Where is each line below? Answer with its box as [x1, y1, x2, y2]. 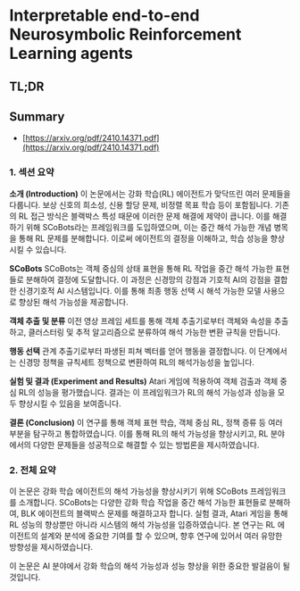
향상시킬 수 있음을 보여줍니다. [18, 398, 122, 409]
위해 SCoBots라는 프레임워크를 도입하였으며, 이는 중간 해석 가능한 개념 [25, 221, 272, 232]
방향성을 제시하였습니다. [9, 541, 94, 552]
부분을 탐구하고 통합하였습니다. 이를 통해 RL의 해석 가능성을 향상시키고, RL [9, 428, 269, 438]
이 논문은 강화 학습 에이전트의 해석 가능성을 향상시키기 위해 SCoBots [9, 486, 248, 496]
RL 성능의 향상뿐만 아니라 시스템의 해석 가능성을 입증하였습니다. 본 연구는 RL [9, 519, 276, 529]
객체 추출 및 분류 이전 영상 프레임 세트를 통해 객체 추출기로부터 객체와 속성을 [9, 315, 272, 326]
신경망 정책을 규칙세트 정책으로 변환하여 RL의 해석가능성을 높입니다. [18, 356, 254, 367]
